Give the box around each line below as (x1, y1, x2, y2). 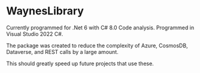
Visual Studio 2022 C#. (6, 30, 63, 37)
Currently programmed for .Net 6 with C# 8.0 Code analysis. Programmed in (6, 24, 195, 31)
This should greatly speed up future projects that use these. (6, 60, 154, 67)
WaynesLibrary (6, 4, 84, 18)
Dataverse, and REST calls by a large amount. (6, 48, 119, 55)
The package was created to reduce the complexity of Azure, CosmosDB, (6, 42, 188, 49)
